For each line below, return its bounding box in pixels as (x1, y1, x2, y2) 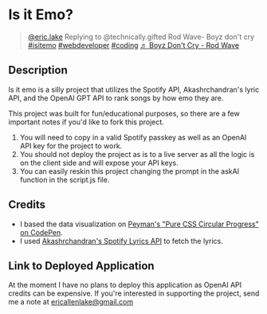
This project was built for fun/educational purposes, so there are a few (8, 108, 241, 118)
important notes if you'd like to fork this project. (8, 117, 165, 127)
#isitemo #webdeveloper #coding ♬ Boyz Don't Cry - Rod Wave (27, 40, 240, 49)
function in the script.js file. (19, 175, 110, 184)
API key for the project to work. (19, 141, 123, 151)
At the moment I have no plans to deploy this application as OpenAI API (8, 281, 242, 290)
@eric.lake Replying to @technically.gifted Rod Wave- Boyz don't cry (27, 32, 255, 41)
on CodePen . (19, 227, 64, 237)
